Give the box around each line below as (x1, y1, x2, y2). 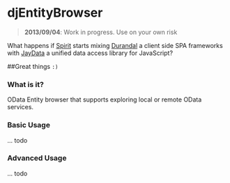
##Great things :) (7, 62, 59, 70)
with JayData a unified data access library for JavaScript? (7, 49, 173, 57)
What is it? (7, 79, 44, 89)
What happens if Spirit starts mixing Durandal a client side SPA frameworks (7, 41, 223, 49)
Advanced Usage (7, 153, 67, 163)
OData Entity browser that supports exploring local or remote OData (7, 95, 202, 104)
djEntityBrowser (7, 5, 103, 21)
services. (7, 103, 33, 111)
